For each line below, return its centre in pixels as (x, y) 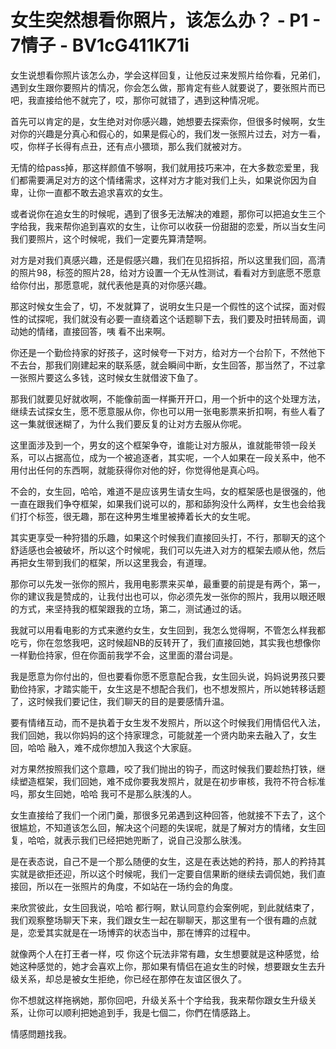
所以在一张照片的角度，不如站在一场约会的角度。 (137, 886)
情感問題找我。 (41, 1033)
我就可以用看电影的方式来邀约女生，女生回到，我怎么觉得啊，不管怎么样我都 (168, 630)
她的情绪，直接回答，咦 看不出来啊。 (94, 331)
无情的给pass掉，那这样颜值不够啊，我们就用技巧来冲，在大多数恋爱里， (160, 167)
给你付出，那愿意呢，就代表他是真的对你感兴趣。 (111, 285)
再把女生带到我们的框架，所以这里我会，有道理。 (111, 562)
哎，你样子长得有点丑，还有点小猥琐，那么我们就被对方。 (128, 146)
